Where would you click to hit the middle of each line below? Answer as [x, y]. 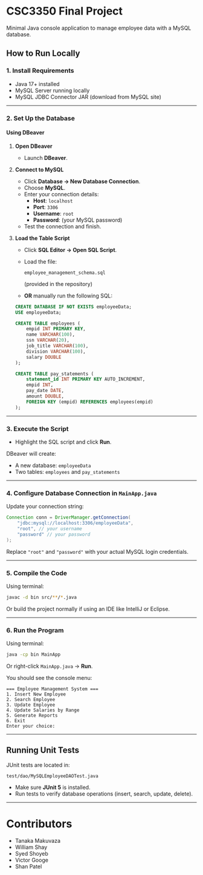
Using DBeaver [25, 133]
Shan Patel [28, 866]
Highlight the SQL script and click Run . [63, 442]
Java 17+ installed [37, 84]
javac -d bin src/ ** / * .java [42, 597]
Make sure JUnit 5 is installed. [53, 787]
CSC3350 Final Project [64, 11]
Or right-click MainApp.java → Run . [50, 666]
